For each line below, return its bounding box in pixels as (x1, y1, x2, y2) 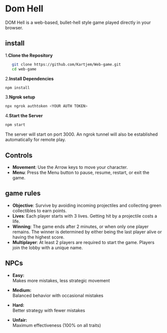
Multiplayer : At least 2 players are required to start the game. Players (12, 239, 155, 245)
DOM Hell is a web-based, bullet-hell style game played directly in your (5, 19, 151, 25)
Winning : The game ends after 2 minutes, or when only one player (12, 223, 149, 229)
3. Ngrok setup (5, 94, 36, 100)
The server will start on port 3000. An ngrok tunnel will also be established (5, 131, 158, 137)
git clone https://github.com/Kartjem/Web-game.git (11, 62, 121, 67)
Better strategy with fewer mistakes (12, 307, 85, 313)
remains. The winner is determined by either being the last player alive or (12, 229, 162, 235)
